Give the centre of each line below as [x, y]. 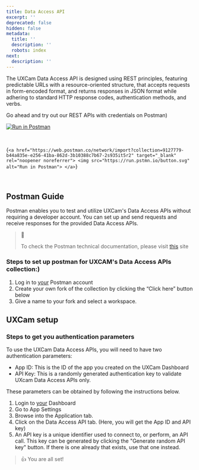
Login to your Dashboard [45, 403]
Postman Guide [35, 196]
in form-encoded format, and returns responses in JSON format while [91, 91]
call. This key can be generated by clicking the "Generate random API [100, 441]
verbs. [14, 103]
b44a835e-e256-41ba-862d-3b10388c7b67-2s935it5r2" [70, 155]
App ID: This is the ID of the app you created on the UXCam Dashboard [102, 368]
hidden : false [24, 28]
